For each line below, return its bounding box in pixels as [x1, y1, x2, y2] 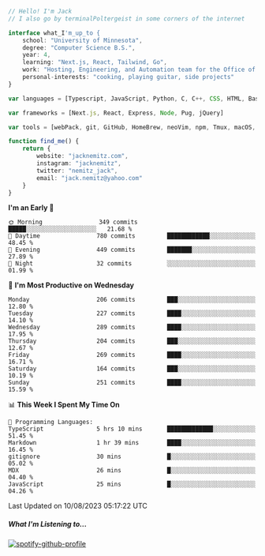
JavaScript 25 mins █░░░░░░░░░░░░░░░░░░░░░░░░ [8, 480, 256, 489]
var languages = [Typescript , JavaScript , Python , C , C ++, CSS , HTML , [8, 95, 245, 103]
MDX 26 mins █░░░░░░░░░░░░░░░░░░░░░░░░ [8, 467, 256, 475]
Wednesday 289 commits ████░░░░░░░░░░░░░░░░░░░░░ [8, 324, 256, 332]
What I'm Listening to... [8, 519, 88, 528]
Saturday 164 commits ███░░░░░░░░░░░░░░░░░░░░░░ [8, 365, 256, 373]
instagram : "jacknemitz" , [36, 160, 122, 167]
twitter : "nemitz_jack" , [36, 167, 118, 175]
